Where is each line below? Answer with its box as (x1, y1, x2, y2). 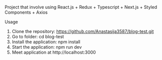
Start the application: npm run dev (11, 44, 82, 50)
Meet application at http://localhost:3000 (11, 49, 96, 55)
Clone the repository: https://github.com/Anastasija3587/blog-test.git (11, 29, 154, 34)
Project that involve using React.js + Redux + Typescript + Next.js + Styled (4, 4, 158, 10)
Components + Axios (4, 9, 48, 15)
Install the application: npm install (11, 39, 81, 45)
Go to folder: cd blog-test (11, 34, 64, 39)
